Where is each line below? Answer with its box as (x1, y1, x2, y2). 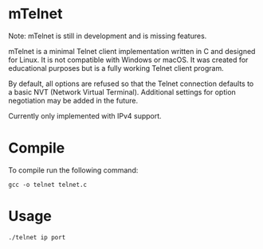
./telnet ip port (8, 233, 66, 241)
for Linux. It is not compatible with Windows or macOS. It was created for (8, 55, 249, 64)
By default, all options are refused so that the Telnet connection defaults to (8, 79, 254, 88)
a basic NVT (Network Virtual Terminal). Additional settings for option (8, 87, 237, 96)
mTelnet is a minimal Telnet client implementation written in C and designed (8, 46, 256, 56)
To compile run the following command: (8, 165, 139, 175)
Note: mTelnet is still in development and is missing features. (8, 31, 207, 41)
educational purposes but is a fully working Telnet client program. (8, 63, 225, 72)
